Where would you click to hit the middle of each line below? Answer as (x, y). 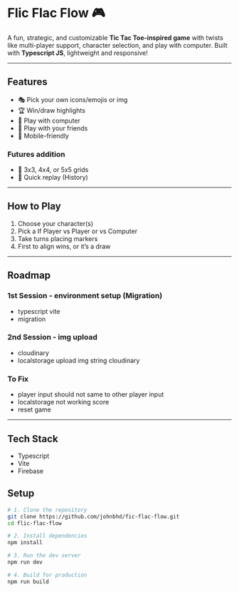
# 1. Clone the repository (47, 510)
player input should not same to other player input (91, 394)
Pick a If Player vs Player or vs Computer (77, 231)
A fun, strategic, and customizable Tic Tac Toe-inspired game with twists (116, 37)
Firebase (31, 471)
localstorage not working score (63, 402)
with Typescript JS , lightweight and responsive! (78, 53)
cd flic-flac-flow (34, 523)
